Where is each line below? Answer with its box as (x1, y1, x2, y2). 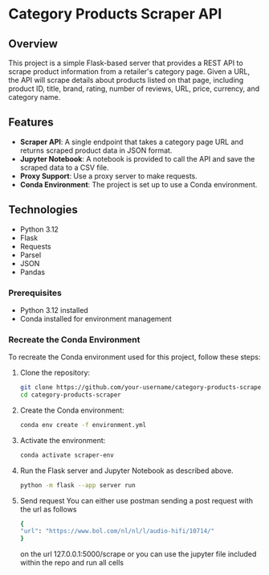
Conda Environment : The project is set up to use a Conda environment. (19, 179, 258, 189)
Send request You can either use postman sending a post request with (19, 495, 253, 505)
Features (8, 116, 54, 129)
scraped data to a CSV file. (19, 162, 109, 172)
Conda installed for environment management (19, 314, 173, 323)
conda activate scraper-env (19, 451, 114, 459)
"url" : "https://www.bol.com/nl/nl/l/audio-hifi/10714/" (19, 528, 215, 536)
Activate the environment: (19, 435, 106, 445)
